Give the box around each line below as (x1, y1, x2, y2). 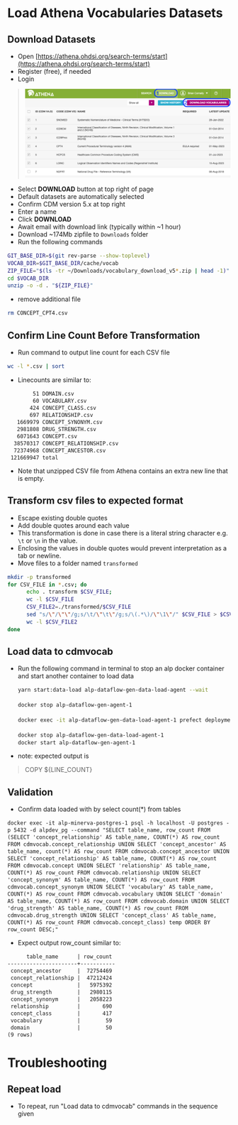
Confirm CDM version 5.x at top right (17, 200, 125, 208)
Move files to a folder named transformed (17, 559, 138, 567)
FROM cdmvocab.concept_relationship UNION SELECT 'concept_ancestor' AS (7, 841, 227, 848)
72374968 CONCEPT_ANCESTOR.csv (13, 447, 106, 454)
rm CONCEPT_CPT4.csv (7, 310, 69, 317)
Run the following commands (17, 237, 103, 246)
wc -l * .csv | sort (7, 362, 65, 370)
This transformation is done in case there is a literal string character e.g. (17, 528, 228, 537)
